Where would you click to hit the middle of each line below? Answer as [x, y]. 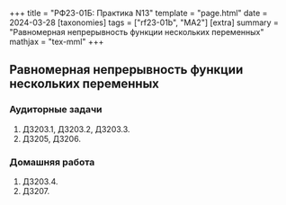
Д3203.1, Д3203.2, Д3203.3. [76, 129]
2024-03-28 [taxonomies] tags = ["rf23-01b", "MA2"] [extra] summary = [144, 22]
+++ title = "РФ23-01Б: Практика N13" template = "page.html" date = [139, 13]
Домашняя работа [52, 162]
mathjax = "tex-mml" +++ [57, 41]
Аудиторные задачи [56, 110]
